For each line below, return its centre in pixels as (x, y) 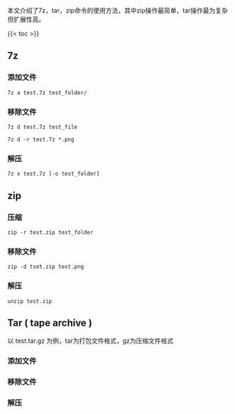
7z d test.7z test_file (43, 127)
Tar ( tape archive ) (50, 323)
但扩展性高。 (26, 19)
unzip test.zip (30, 301)
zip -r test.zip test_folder (50, 232)
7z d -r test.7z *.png (41, 139)
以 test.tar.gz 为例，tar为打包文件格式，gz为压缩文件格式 (91, 341)
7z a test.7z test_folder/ (47, 92)
